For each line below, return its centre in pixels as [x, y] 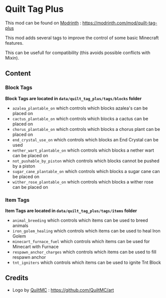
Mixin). [12, 58]
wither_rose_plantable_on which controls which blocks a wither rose [83, 181]
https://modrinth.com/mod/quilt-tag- [120, 23]
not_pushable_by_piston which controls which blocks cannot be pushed [86, 161]
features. [14, 43]
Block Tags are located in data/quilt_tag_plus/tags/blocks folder [73, 98]
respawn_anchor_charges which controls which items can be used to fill [84, 252]
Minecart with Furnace [35, 246]
